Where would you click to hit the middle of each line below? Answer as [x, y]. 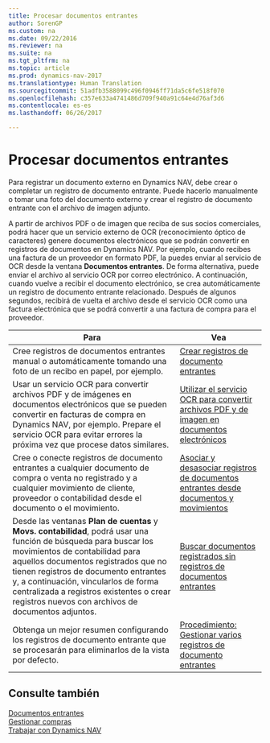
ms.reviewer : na [35, 46]
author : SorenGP [35, 23]
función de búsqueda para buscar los [83, 541]
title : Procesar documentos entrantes [73, 16]
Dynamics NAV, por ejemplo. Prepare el [87, 424]
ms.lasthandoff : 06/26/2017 [55, 114]
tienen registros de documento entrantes [90, 571]
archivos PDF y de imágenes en [72, 394]
